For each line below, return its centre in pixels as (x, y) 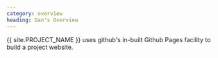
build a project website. (40, 47)
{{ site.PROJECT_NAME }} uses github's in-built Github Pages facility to (109, 39)
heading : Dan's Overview (42, 20)
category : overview (35, 13)
